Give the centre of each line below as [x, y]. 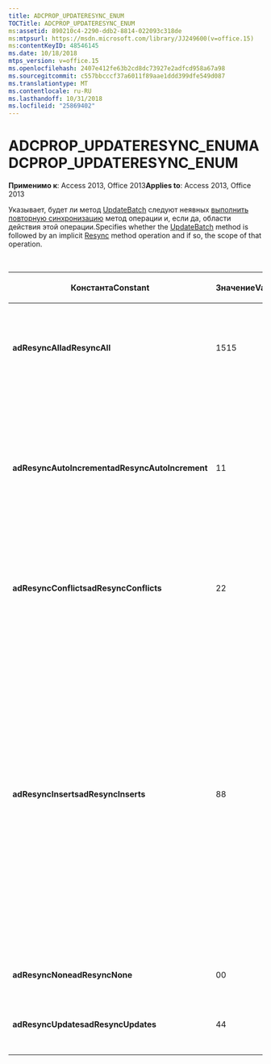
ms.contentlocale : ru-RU [50, 91]
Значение [236, 288]
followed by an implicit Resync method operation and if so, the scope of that [135, 236]
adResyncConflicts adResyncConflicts [87, 588]
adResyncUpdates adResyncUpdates [85, 1024]
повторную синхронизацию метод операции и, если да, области [120, 218]
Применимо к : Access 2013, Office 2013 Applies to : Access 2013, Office [130, 186]
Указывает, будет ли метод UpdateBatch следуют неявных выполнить [129, 210]
